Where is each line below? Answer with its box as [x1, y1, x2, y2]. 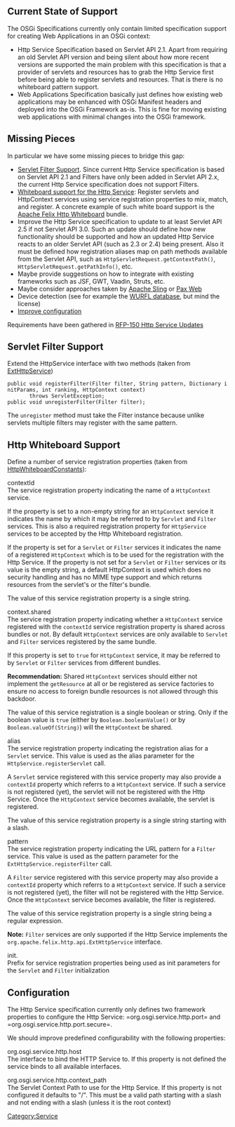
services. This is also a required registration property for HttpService [7, 522, 207, 531]
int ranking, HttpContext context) [41, 386, 146, 394]
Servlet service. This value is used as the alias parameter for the [7, 751, 195, 760]
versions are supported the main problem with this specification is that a [17, 60, 227, 69]
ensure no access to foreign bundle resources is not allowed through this [7, 687, 219, 696]
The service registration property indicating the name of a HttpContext [7, 486, 211, 494]
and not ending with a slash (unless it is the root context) [7, 1098, 172, 1107]
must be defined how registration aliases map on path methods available [17, 247, 228, 256]
